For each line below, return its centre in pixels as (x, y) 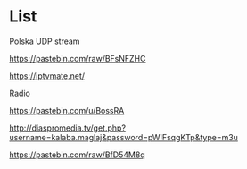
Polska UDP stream (45, 41)
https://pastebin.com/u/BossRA (67, 110)
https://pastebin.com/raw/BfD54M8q (77, 155)
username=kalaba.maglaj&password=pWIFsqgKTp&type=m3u (124, 137)
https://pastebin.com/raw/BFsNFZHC (78, 58)
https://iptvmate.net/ (47, 76)
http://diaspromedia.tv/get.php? (68, 128)
